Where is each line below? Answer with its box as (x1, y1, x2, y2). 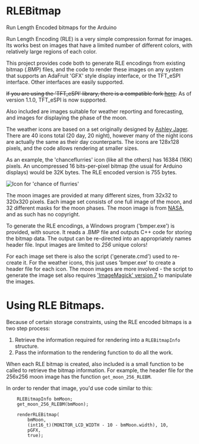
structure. (14, 342, 39, 349)
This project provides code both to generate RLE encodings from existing (6, 59, 185, 67)
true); (27, 432, 44, 438)
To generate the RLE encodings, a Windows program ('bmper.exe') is (6, 222, 175, 229)
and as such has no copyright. (6, 210, 80, 218)
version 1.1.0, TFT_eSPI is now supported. (6, 96, 107, 103)
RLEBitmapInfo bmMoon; (17, 396, 73, 402)
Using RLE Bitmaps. (6, 299, 105, 313)
